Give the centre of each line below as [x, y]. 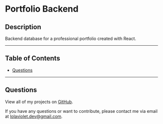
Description [23, 27]
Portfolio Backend [42, 9]
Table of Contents [33, 59]
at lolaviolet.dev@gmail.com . [34, 116]
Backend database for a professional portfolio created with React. [71, 38]
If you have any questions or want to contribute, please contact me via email [81, 111]
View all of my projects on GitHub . [39, 102]
